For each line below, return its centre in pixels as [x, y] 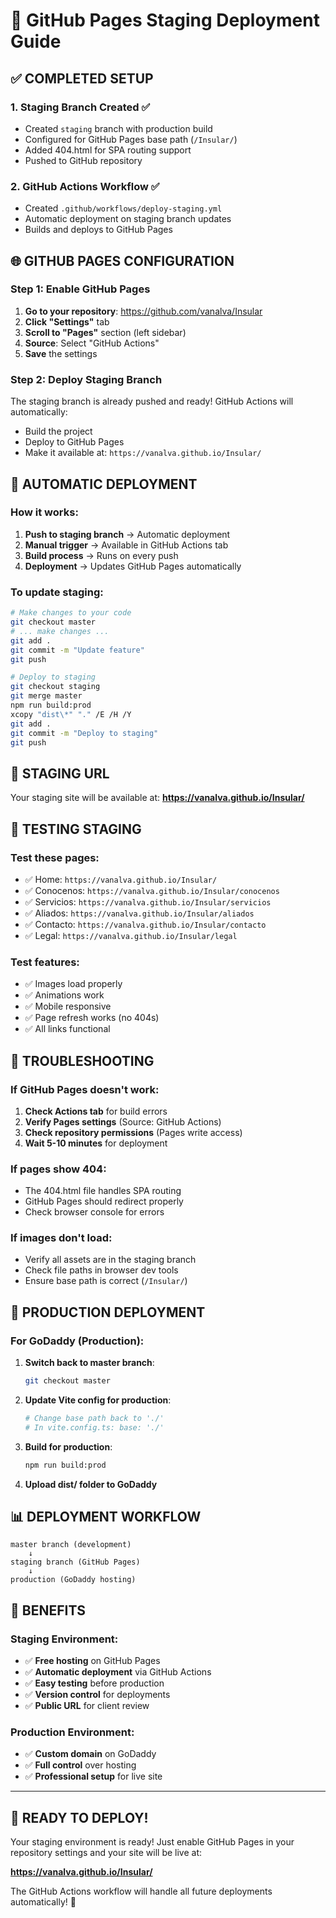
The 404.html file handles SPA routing [103, 1191]
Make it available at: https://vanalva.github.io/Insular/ [143, 453]
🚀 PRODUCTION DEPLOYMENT [108, 1312]
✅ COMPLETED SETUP [82, 78]
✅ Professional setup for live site [93, 1776]
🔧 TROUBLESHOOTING [82, 1060]
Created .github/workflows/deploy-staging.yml [123, 208]
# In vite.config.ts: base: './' [94, 1427]
